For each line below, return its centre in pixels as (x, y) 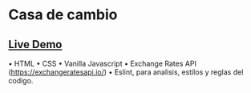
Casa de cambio (63, 15)
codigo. (21, 81)
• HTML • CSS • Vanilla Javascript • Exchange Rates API (102, 63)
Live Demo (35, 44)
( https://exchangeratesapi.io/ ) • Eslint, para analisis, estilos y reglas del (126, 72)
